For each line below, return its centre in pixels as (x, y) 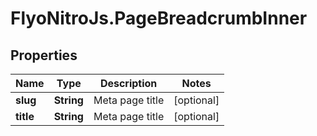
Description (128, 83)
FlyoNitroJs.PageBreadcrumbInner (159, 18)
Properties (44, 55)
